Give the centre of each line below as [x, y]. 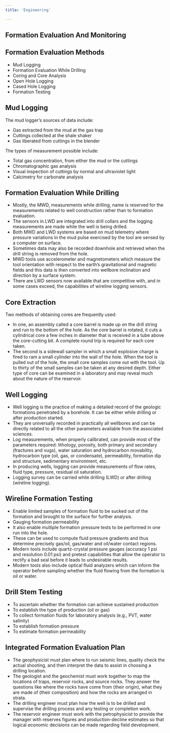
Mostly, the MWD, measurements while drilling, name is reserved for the [88, 205]
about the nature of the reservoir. [47, 379]
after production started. [38, 418]
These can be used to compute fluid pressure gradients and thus [80, 538]
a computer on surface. [37, 243]
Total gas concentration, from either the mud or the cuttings [75, 161]
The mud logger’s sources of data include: [49, 120]
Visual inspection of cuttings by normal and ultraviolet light [74, 171]
